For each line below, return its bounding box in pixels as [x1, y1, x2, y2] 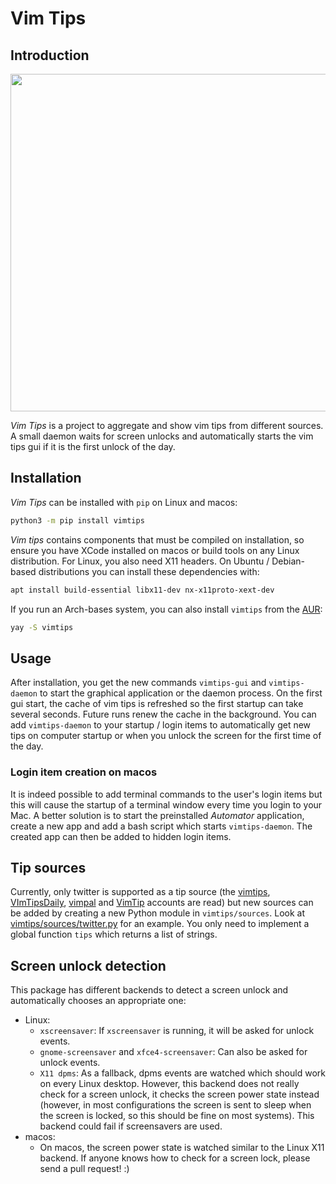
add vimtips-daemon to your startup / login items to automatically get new [10, 719, 312, 731]
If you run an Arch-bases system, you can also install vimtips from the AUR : [10, 603, 323, 615]
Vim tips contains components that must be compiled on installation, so [10, 533, 305, 546]
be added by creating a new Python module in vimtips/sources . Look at [10, 907, 306, 919]
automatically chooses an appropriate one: [10, 995, 187, 1007]
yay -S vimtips [10, 622, 74, 632]
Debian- [271, 555, 305, 567]
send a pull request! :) [39, 1163, 130, 1175]
